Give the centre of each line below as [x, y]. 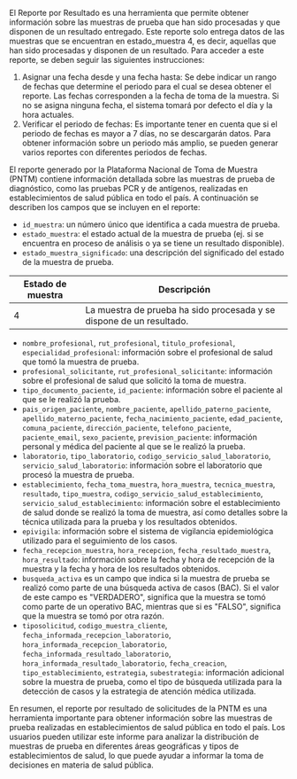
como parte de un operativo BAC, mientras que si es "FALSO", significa [151, 607]
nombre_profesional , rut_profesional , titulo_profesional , [129, 343]
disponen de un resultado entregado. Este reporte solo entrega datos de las [147, 31]
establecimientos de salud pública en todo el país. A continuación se [134, 198]
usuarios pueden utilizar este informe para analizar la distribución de [134, 736]
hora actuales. [48, 115]
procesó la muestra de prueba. [78, 475]
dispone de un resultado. [137, 321]
